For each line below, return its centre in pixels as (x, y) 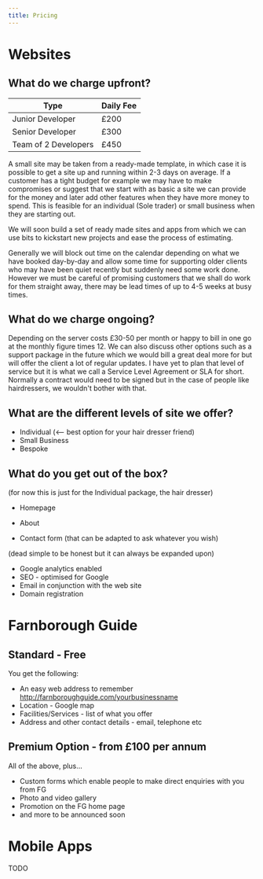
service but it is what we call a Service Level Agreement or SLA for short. (126, 371)
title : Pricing (33, 15)
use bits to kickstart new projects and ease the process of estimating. (121, 238)
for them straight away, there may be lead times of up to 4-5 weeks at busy (130, 286)
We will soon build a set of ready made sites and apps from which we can (127, 229)
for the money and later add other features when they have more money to (129, 197)
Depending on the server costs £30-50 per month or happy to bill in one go (130, 338)
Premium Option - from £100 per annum (107, 747)
